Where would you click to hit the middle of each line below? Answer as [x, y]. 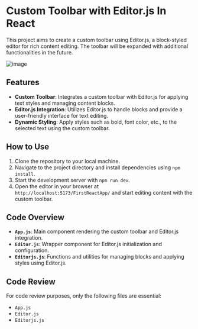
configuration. [32, 250]
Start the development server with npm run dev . [72, 180]
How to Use [28, 147]
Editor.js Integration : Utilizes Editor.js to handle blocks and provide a [98, 109]
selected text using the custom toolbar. [62, 128]
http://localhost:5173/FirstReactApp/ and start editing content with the [103, 192]
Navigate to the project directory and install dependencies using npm [98, 167]
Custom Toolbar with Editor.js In [86, 11]
